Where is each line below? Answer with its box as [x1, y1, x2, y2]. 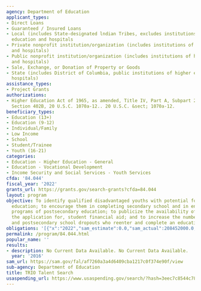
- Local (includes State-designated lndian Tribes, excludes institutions [6, 31, 197, 37]
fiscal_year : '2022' [6, 181, 58, 187]
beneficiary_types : [6, 109, 55, 115]
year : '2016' [11, 253, 44, 259]
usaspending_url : [6, 275, 50, 281]
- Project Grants [6, 87, 50, 93]
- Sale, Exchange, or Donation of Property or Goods [6, 64, 141, 71]
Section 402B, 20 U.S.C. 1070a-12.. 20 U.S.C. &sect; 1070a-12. [11, 103, 175, 109]
